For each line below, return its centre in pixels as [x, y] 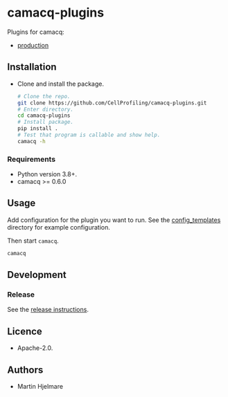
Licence [25, 331]
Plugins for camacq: [36, 32]
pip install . [37, 129]
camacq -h [32, 141]
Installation [32, 67]
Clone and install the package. [60, 84]
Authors [25, 370]
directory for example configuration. [59, 227]
